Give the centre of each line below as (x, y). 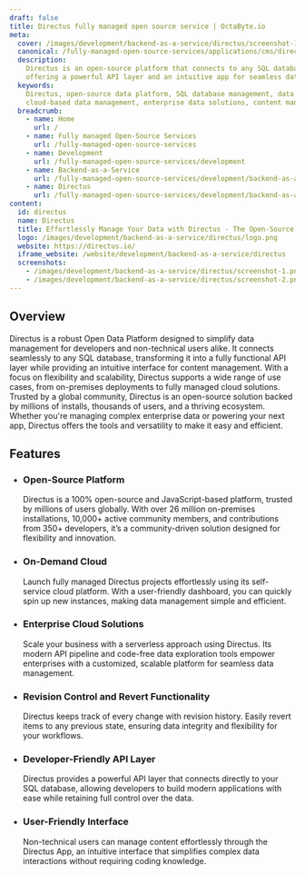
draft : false (34, 18)
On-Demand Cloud (64, 562)
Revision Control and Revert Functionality (116, 696)
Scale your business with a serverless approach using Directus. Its (147, 644)
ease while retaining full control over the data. (108, 798)
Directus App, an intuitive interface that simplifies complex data (141, 851)
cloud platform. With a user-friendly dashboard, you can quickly (172, 591)
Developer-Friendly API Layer (89, 760)
